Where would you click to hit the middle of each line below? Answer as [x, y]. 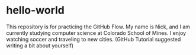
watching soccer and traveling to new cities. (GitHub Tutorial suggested [94, 39]
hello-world [36, 10]
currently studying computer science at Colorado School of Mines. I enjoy [96, 33]
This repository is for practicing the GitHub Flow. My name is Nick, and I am [98, 27]
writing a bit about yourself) [40, 46]
